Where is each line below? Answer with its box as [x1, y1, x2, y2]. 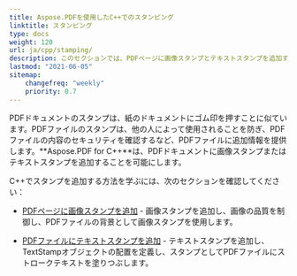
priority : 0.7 [25, 87, 77, 96]
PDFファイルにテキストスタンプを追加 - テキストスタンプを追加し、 [21, 235, 270, 246]
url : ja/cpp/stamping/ [9, 46, 93, 55]
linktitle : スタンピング [9, 21, 93, 30]
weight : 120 [9, 37, 53, 47]
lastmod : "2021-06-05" [9, 63, 93, 72]
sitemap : [9, 71, 42, 80]
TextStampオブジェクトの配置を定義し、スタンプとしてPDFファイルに [21, 246, 278, 257]
